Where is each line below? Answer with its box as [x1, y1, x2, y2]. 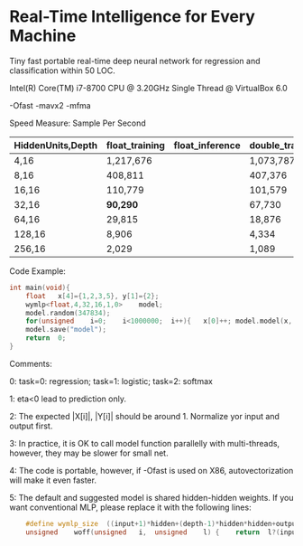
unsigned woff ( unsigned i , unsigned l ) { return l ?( [25, 527, 280, 537]
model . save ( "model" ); [25, 325, 106, 334]
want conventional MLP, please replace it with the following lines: [9, 502, 252, 513]
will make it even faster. [9, 475, 97, 485]
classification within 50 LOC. [9, 65, 115, 76]
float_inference [173, 138, 241, 151]
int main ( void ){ [9, 283, 70, 292]
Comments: [9, 358, 52, 369]
